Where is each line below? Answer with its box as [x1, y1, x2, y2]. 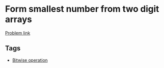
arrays [5, 14, 32, 25]
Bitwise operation [12, 57, 48, 63]
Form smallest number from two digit [5, 3, 160, 15]
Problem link [5, 30, 30, 36]
